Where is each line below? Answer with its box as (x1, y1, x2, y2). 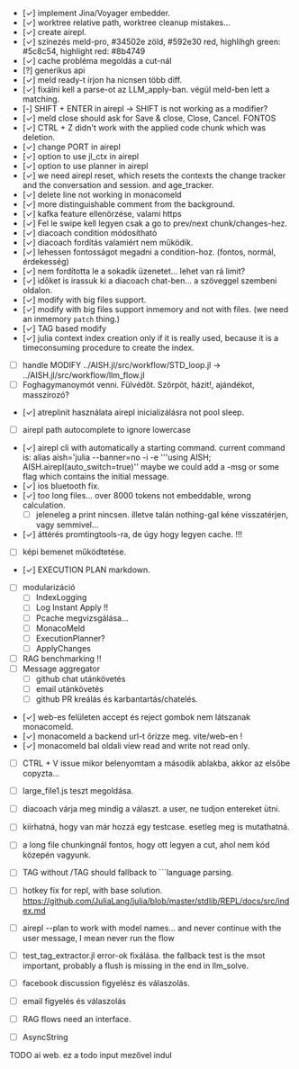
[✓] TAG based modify (22, 323, 107, 334)
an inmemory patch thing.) (22, 314, 120, 324)
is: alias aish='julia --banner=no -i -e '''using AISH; (22, 452, 212, 463)
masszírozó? (22, 390, 70, 400)
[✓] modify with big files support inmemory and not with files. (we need (22, 304, 289, 314)
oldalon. (22, 285, 53, 295)
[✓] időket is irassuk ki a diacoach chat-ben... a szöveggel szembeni (22, 275, 277, 286)
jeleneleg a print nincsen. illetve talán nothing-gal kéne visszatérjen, (35, 509, 289, 520)
